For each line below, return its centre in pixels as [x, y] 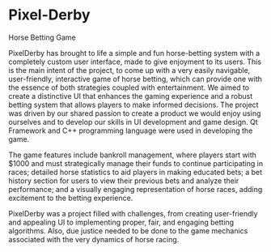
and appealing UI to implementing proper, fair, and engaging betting [121, 222]
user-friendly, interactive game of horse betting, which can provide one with [135, 79]
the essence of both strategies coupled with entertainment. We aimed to [129, 88]
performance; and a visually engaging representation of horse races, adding [135, 189]
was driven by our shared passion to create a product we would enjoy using [135, 113]
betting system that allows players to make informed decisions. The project [133, 105]
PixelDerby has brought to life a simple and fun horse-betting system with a [134, 53]
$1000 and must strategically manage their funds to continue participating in [136, 163]
